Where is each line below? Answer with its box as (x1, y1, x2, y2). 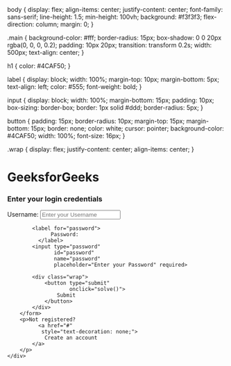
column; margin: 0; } (35, 20, 94, 28)
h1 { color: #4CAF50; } (7, 62, 71, 70)
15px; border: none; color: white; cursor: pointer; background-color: (31, 124, 224, 133)
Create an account (44, 335, 98, 342)
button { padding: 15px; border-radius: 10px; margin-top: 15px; (7, 117, 185, 125)
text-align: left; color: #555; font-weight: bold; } (7, 83, 142, 91)
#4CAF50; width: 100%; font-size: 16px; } (7, 132, 126, 140)
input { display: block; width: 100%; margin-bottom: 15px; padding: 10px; (7, 96, 214, 104)
